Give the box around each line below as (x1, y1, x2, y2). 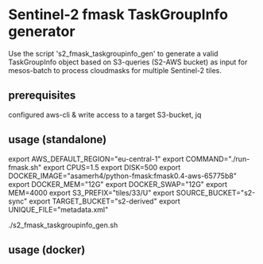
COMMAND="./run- (185, 153, 250, 164)
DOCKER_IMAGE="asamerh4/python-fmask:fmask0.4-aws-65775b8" (8, 171, 237, 181)
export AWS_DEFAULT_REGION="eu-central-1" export (8, 153, 184, 164)
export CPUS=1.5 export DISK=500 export (43, 162, 181, 172)
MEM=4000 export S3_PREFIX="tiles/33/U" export (8, 188, 175, 197)
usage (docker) (8, 243, 86, 256)
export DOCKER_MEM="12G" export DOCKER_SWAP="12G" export (8, 179, 228, 188)
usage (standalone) (8, 133, 107, 146)
